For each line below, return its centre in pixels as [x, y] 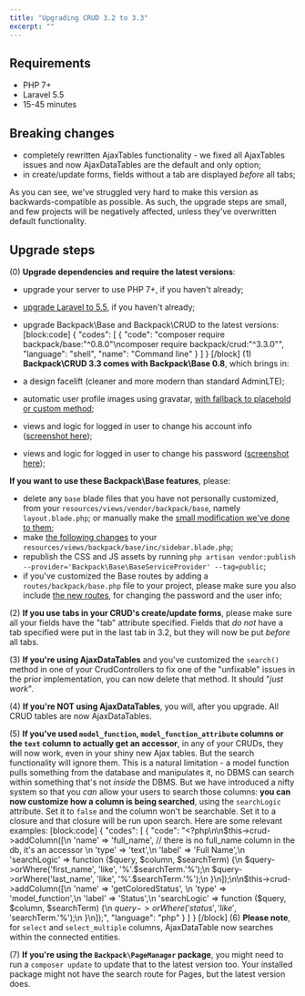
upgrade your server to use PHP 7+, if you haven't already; [133, 289]
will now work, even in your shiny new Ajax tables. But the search [132, 753]
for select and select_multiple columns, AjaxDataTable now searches [142, 927]
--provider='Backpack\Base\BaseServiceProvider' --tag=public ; [144, 566]
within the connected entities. [65, 937]
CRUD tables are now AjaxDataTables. [81, 715]
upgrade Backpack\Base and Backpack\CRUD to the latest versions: [151, 324]
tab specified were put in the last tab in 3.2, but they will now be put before [150, 632]
